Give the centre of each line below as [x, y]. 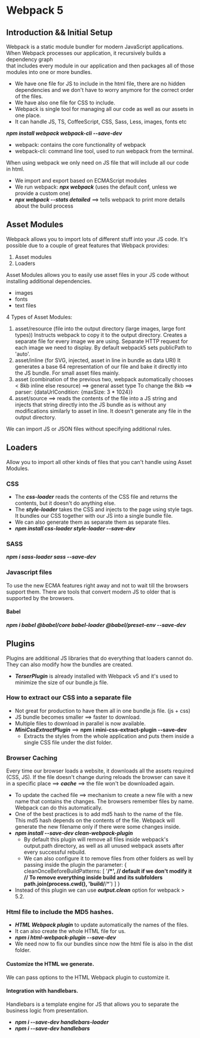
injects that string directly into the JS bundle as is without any [90, 404]
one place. [28, 115]
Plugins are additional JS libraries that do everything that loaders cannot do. [100, 658]
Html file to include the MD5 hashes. [60, 912]
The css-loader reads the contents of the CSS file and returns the [96, 496]
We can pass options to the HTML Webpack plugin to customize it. [88, 977]
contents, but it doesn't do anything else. [65, 503]
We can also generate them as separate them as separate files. [92, 522]
